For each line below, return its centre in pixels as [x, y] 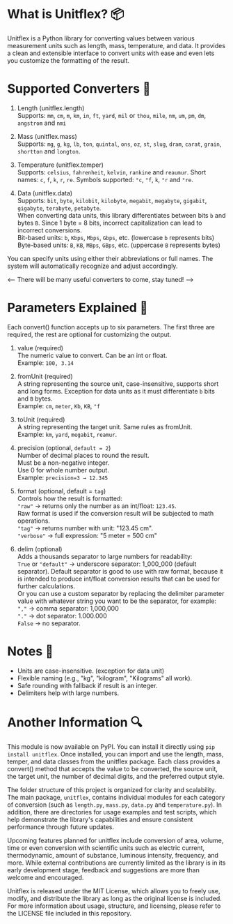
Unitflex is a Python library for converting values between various [101, 38]
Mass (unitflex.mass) [47, 136]
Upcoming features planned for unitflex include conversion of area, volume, [115, 840]
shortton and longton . [49, 151]
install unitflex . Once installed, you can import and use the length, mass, [115, 754]
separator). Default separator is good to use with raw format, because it [120, 571]
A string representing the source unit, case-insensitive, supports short [118, 383]
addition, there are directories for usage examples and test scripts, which [112, 812]
